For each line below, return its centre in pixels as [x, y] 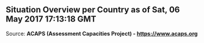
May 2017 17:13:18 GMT [51, 19]
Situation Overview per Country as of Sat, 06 [93, 10]
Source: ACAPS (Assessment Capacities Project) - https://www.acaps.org [102, 33]
